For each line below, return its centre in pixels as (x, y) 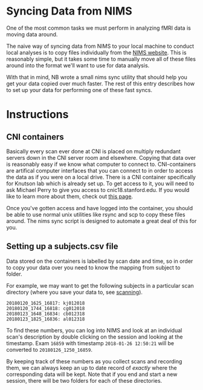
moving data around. (32, 34)
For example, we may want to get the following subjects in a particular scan (100, 285)
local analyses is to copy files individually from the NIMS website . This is (96, 52)
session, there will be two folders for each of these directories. (84, 380)
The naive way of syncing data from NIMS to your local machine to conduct (100, 46)
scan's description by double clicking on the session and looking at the (95, 337)
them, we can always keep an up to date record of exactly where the (92, 368)
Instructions (37, 115)
